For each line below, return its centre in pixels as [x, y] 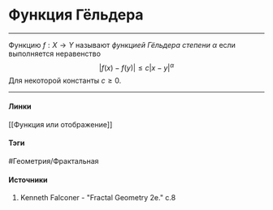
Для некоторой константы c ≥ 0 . [65, 80]
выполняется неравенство [55, 54]
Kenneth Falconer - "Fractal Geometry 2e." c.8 [98, 198]
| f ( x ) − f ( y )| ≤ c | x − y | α [136, 66]
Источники [28, 179]
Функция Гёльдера [76, 15]
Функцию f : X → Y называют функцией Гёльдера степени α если [122, 45]
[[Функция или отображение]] [61, 124]
